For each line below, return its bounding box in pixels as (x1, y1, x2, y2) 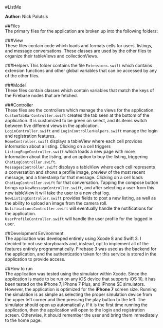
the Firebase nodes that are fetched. (5, 92, 78, 98)
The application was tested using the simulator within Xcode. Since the (5, 271, 147, 276)
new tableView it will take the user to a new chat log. (5, 190, 110, 196)
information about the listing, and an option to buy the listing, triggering (5, 154, 148, 160)
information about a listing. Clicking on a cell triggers (5, 144, 111, 149)
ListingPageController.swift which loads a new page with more (5, 148, 135, 154)
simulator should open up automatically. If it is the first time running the (5, 302, 147, 308)
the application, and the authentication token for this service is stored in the (5, 251, 157, 257)
